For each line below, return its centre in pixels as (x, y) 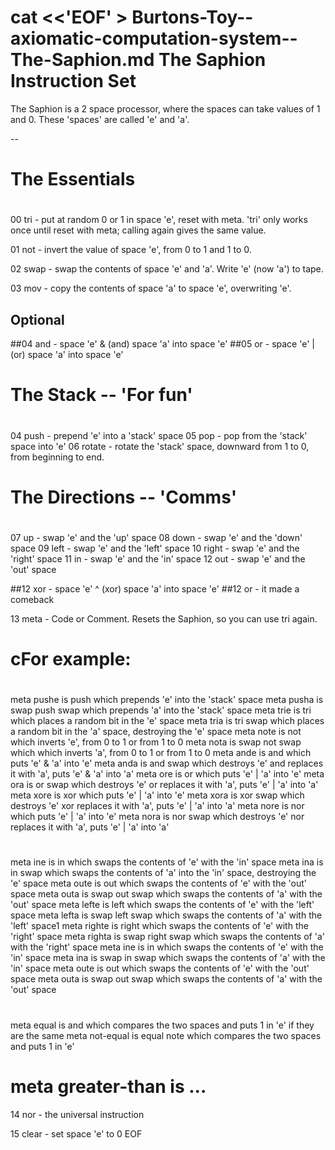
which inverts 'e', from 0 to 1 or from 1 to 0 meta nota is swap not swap (156, 742)
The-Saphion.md (82, 60)
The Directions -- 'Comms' (124, 497)
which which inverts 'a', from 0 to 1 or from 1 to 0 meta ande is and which (161, 753)
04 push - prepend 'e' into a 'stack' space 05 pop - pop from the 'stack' (159, 435)
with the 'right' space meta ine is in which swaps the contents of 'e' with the (167, 947)
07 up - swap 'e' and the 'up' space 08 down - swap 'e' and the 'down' (156, 537)
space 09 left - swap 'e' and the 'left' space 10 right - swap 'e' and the (155, 548)
